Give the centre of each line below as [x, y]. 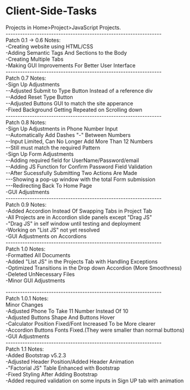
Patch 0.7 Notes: [26, 78]
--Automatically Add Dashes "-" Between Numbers [68, 135]
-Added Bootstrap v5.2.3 [36, 355]
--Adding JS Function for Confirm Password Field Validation [79, 166]
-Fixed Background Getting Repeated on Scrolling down [74, 110]
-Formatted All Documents [38, 255]
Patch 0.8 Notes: [26, 122]
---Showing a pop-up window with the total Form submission [80, 179]
